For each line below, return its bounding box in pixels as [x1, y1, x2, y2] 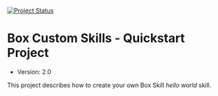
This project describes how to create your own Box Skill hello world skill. [7, 81, 212, 89]
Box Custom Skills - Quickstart [7, 31, 185, 46]
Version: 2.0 [16, 67, 51, 75]
